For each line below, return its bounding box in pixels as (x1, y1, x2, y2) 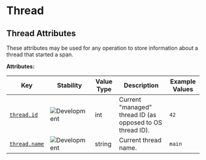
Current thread (119, 136, 162, 144)
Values (172, 85, 194, 93)
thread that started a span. (6, 51, 74, 58)
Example (170, 77, 196, 86)
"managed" (119, 103, 152, 111)
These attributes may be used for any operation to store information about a (6, 44, 198, 51)
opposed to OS (119, 118, 162, 126)
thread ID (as (119, 111, 156, 119)
